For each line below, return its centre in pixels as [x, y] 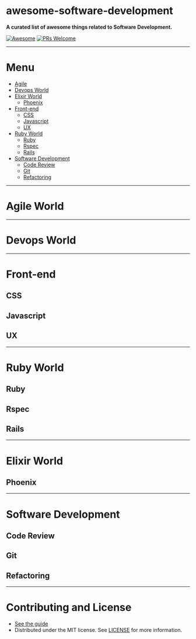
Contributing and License [69, 608]
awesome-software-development [90, 11]
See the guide [31, 624]
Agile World [35, 206]
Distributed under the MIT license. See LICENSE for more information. [98, 630]
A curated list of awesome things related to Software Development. [89, 27]
